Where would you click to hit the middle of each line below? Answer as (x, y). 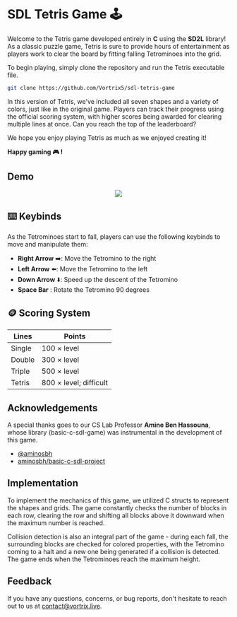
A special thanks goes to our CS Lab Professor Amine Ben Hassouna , (109, 425)
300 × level (60, 360)
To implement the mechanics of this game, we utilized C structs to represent (118, 500)
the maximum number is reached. (56, 523)
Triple (20, 371)
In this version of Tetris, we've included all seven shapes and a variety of (113, 101)
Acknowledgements (53, 408)
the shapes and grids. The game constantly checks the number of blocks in (117, 507)
